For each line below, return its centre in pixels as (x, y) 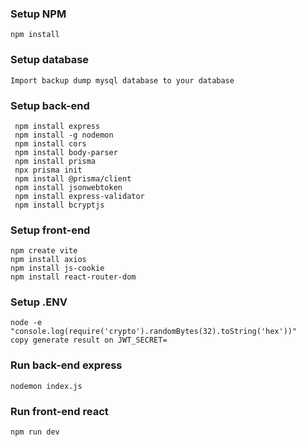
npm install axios (48, 260)
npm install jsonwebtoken (68, 187)
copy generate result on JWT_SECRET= (89, 340)
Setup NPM (38, 14)
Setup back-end (50, 105)
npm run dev (35, 432)
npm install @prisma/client (73, 178)
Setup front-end (50, 230)
